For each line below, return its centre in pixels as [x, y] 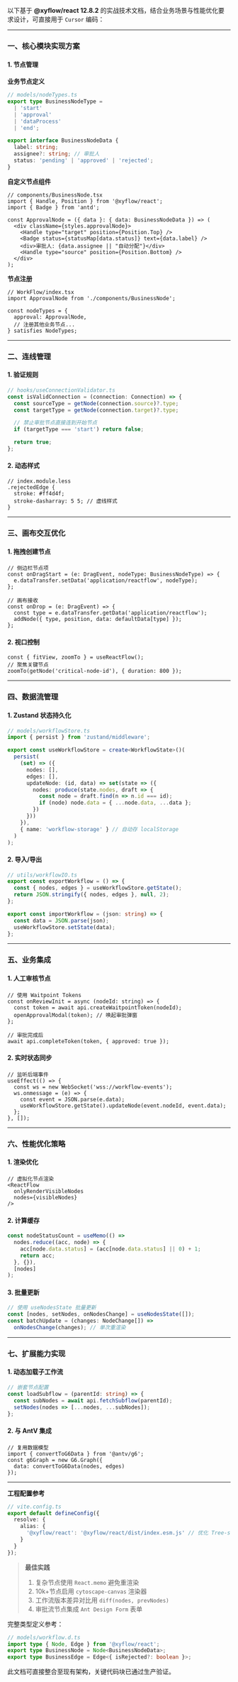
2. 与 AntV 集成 [29, 1431]
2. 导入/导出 [25, 859]
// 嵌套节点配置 [28, 1387]
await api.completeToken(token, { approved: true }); [89, 1041]
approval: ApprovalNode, [50, 317]
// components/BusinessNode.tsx [55, 195]
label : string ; [36, 148]
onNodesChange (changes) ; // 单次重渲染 [70, 1328]
